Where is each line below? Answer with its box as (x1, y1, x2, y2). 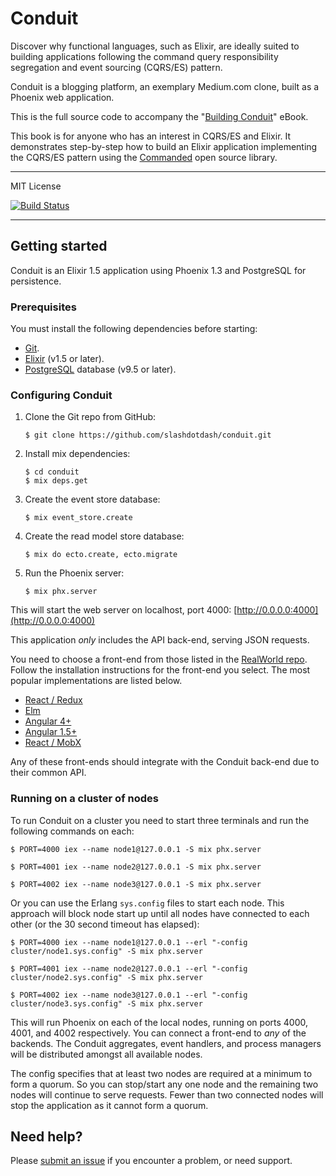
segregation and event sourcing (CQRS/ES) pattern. (10, 61, 223, 73)
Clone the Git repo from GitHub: (24, 411, 157, 423)
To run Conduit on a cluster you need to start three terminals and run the (10, 814, 310, 826)
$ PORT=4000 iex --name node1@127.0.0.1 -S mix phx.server (10, 844, 262, 854)
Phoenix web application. (10, 91, 115, 103)
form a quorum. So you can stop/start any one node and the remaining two (10, 1078, 319, 1090)
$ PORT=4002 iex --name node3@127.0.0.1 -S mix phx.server (10, 879, 262, 889)
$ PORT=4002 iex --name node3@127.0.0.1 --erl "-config (10, 990, 248, 1000)
